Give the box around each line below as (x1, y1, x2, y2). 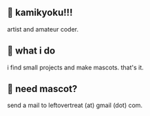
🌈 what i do (7, 45, 56, 57)
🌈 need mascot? (7, 83, 78, 95)
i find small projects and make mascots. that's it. (7, 63, 144, 71)
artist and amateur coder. (7, 25, 79, 33)
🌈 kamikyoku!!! (7, 7, 74, 19)
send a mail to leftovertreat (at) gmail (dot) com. (7, 101, 143, 110)
